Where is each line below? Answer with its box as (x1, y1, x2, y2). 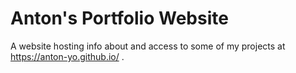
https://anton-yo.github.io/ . (10, 50, 125, 62)
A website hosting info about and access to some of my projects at (10, 40, 286, 52)
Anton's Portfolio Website (10, 7, 229, 30)
